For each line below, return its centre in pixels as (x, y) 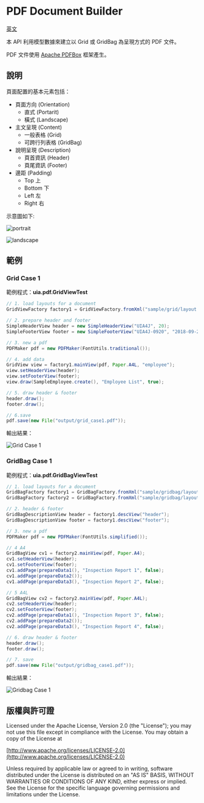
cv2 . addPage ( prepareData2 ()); (45, 621)
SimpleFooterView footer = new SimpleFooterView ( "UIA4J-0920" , (88, 332)
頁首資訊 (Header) (47, 157)
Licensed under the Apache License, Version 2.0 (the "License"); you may (99, 726)
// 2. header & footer (35, 509)
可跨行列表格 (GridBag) (53, 142)
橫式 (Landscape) (46, 119)
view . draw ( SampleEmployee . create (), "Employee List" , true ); (85, 382)
